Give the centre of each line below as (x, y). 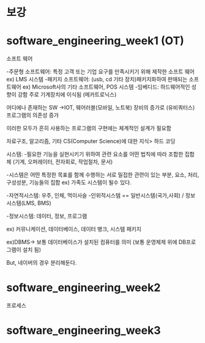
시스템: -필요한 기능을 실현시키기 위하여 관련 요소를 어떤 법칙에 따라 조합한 (95, 154)
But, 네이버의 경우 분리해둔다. (42, 263)
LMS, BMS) (37, 203)
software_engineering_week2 (84, 288)
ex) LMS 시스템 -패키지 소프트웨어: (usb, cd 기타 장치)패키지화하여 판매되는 (97, 79)
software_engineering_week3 (84, 330)
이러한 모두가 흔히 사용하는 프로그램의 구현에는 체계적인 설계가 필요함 (89, 128)
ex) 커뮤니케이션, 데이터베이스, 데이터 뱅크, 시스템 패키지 (74, 229)
